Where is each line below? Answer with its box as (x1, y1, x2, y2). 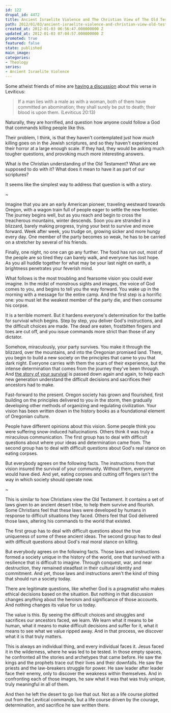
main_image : (5, 50, 31, 55)
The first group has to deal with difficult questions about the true (5, 528, 141, 534)
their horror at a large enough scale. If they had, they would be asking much (5, 145, 164, 151)
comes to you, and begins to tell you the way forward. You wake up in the (5, 286, 159, 292)
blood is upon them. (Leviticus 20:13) (17, 109, 96, 115)
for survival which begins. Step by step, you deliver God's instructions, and (5, 317, 163, 324)
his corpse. (5, 302, 29, 308)
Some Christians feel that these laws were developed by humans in (5, 507, 146, 513)
